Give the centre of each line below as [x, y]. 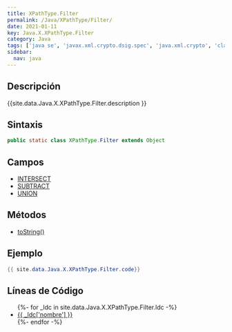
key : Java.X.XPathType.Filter [51, 33]
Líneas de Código [46, 291]
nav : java [27, 59]
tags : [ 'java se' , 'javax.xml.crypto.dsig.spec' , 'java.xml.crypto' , [109, 46]
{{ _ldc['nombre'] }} [45, 315]
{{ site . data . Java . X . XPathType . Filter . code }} [74, 269]
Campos [26, 162]
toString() [31, 231]
